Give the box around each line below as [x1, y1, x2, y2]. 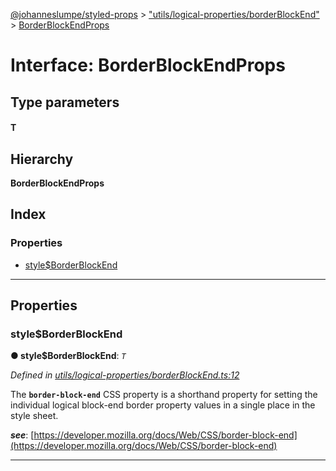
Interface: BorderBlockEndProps [10, 54, 286, 77]
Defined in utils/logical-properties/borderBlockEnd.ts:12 [10, 369, 240, 381]
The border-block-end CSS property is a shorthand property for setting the [10, 389, 318, 401]
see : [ [10, 429, 35, 441]
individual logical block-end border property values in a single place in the [10, 399, 316, 411]
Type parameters [10, 94, 120, 111]
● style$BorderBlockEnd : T [10, 350, 127, 362]
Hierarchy [10, 150, 74, 168]
